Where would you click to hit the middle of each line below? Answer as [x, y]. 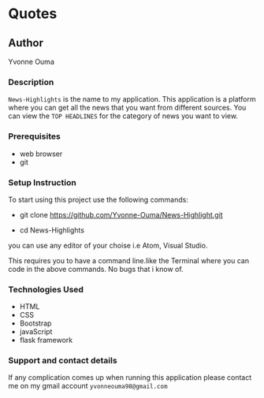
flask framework [46, 340]
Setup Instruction [42, 182]
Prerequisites [34, 136]
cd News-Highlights [52, 230]
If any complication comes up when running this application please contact [130, 378]
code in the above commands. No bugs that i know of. [96, 269]
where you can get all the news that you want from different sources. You [127, 108]
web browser [41, 154]
